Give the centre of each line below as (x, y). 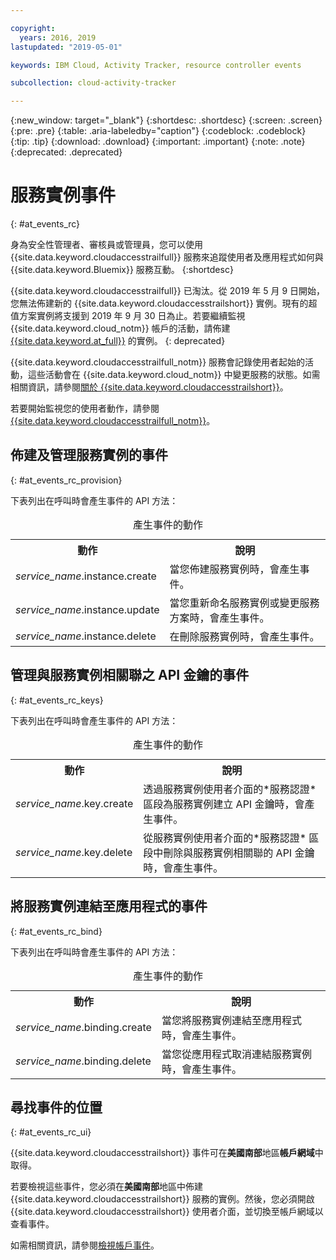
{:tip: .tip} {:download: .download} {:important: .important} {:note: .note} (158, 142)
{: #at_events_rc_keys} (57, 700)
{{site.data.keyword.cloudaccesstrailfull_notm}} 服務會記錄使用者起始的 (158, 362)
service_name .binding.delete (83, 1061)
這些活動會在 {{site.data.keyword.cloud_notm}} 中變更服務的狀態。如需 (174, 375)
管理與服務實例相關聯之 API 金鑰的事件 (130, 675)
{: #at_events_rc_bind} (56, 931)
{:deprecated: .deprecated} (66, 152)
